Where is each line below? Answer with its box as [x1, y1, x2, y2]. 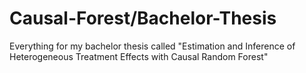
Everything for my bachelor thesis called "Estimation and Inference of [9, 40, 296, 52]
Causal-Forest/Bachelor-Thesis [9, 7, 277, 30]
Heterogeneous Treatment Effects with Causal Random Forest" [9, 50, 269, 62]
